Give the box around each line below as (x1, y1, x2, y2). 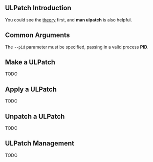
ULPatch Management (5, 139, 74, 148)
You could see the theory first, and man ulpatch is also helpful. (5, 17, 132, 22)
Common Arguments (5, 31, 70, 40)
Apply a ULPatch (5, 85, 57, 93)
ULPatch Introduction (5, 4, 72, 12)
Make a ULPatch (5, 58, 55, 66)
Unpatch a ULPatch (5, 112, 65, 121)
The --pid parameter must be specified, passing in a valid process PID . (5, 44, 149, 50)
